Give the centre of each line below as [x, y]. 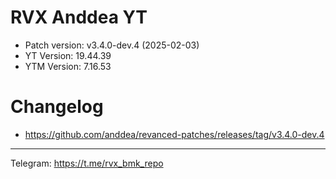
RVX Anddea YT [79, 17]
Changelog [57, 107]
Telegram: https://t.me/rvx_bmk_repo [87, 163]
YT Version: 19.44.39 [68, 55]
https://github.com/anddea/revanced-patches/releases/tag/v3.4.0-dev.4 [174, 134]
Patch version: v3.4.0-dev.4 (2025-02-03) [112, 45]
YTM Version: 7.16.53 [68, 66]
